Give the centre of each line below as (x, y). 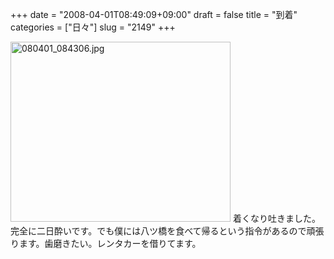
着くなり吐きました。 (276, 218)
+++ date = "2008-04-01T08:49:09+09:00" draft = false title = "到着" (154, 14)
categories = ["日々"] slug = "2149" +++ (93, 27)
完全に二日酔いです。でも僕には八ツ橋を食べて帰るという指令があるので (158, 231)
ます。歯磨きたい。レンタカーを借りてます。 (110, 243)
